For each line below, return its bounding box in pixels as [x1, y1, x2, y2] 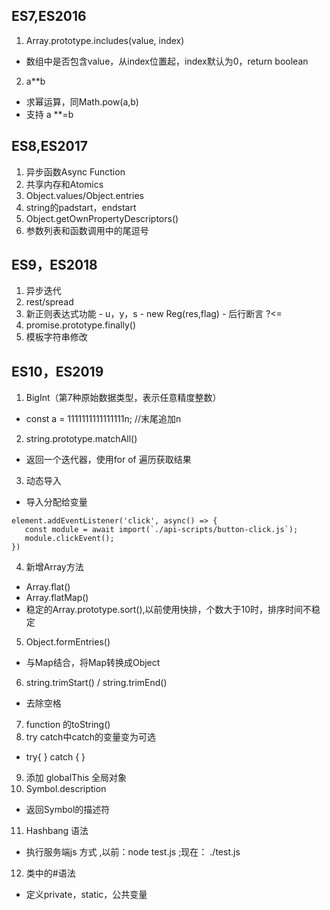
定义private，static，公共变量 [25, 889, 148, 901]
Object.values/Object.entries [25, 189, 144, 201]
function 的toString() [25, 719, 111, 731]
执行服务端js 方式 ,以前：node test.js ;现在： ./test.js [25, 846, 241, 858]
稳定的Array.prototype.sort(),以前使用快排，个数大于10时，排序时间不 [25, 604, 313, 616]
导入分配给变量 [25, 496, 88, 508]
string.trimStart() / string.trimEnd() [25, 677, 168, 689]
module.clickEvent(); [24, 534, 115, 544]
